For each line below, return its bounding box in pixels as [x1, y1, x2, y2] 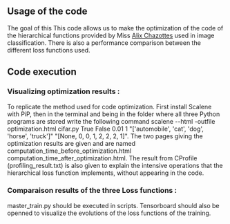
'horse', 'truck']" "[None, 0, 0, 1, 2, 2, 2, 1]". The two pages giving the [7, 131, 203, 140]
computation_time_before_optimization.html [7, 147, 132, 155]
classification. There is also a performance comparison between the [7, 38, 202, 47]
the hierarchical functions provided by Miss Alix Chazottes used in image [7, 31, 215, 39]
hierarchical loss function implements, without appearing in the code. [7, 169, 204, 177]
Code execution [7, 66, 77, 78]
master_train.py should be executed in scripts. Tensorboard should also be [7, 201, 220, 209]
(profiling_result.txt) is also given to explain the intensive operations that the [7, 161, 223, 169]
